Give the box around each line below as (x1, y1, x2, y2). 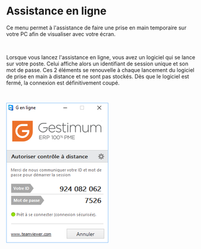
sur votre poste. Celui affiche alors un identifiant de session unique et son (6, 60, 189, 67)
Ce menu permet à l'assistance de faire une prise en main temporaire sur (6, 24, 187, 31)
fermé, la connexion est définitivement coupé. (6, 79, 120, 86)
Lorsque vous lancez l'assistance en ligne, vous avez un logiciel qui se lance (6, 53, 196, 61)
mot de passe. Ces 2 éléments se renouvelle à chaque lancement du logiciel (6, 66, 195, 73)
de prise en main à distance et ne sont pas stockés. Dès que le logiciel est (6, 73, 190, 80)
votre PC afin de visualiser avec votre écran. (6, 30, 116, 37)
